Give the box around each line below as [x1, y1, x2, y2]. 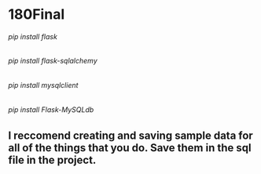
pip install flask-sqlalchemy [8, 56, 98, 66]
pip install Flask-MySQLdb [8, 104, 94, 114]
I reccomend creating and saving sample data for [8, 129, 253, 143]
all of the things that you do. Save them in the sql [8, 141, 252, 154]
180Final [8, 5, 65, 24]
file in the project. [8, 154, 97, 167]
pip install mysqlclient [8, 81, 79, 89]
